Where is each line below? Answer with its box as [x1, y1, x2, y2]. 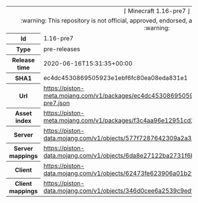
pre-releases [43, 45, 81, 53]
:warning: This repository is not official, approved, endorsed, [20, 17, 187, 24]
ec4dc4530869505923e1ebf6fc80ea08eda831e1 [43, 74, 188, 82]
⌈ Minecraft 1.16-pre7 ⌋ [123, 7, 190, 15]
